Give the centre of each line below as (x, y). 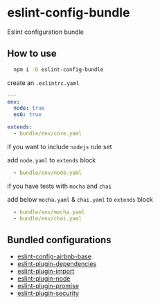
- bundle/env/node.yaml (47, 173)
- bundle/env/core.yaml (47, 133)
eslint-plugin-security (48, 293)
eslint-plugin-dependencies (57, 264)
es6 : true (27, 115)
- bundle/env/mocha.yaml (49, 212)
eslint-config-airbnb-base (54, 256)
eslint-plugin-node (44, 278)
